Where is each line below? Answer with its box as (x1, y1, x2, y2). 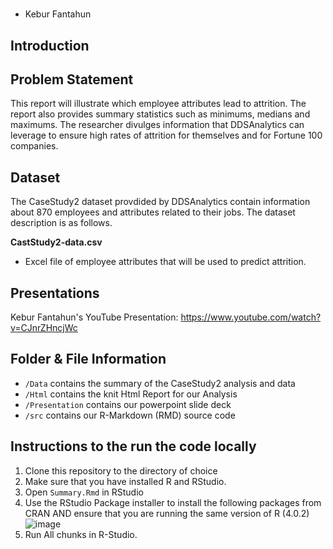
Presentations (10, 284, 100, 302)
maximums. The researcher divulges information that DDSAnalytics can (10, 119, 305, 131)
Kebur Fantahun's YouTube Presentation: (10, 311, 179, 323)
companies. (10, 140, 59, 152)
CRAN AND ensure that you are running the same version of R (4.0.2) (24, 507, 310, 519)
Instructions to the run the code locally (10, 438, 257, 455)
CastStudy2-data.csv (10, 236, 103, 248)
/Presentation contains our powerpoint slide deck (24, 398, 232, 410)
